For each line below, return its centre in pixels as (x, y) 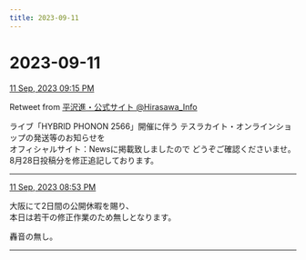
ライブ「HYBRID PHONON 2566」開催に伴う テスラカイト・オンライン (143, 126)
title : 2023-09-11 (44, 18)
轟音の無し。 (33, 236)
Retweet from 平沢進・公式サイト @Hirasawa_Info (103, 106)
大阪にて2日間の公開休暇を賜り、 (71, 205)
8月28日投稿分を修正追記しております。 (84, 160)
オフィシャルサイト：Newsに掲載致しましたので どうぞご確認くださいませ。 (153, 149)
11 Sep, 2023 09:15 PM (52, 88)
